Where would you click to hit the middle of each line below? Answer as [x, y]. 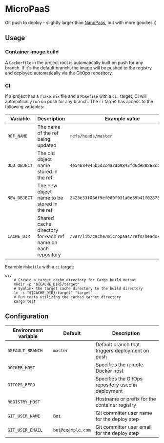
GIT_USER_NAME [24, 416]
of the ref [48, 133]
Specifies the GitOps [119, 378]
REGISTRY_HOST [24, 402]
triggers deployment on [122, 351]
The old [46, 153]
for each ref [51, 236]
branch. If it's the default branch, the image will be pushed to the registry [79, 67]
